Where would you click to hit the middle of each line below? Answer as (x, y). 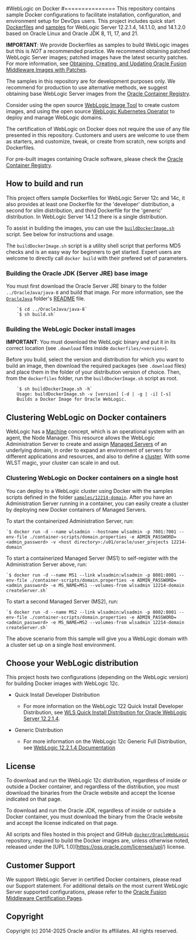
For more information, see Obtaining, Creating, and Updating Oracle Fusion (97, 63)
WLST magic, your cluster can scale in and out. (63, 463)
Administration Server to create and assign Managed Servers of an (87, 444)
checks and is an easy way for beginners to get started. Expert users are (94, 251)
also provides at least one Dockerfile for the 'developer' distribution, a (90, 204)
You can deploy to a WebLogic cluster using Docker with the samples (90, 491)
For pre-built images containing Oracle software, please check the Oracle (94, 159)
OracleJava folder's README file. (46, 298)
